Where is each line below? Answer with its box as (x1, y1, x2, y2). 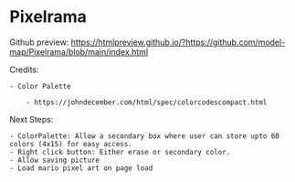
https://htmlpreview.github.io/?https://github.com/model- (70, 37, 286, 48)
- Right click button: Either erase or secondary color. (9, 147, 231, 156)
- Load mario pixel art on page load (9, 163, 153, 173)
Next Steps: (9, 113, 54, 124)
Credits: (9, 64, 39, 75)
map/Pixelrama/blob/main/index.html (9, 46, 149, 57)
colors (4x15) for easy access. (9, 139, 132, 148)
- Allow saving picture (9, 155, 100, 165)
